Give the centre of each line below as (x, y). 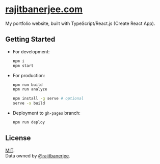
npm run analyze (30, 89)
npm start (23, 65)
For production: (29, 75)
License (18, 138)
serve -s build (29, 103)
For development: (31, 51)
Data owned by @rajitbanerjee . (38, 155)
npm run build (28, 85)
